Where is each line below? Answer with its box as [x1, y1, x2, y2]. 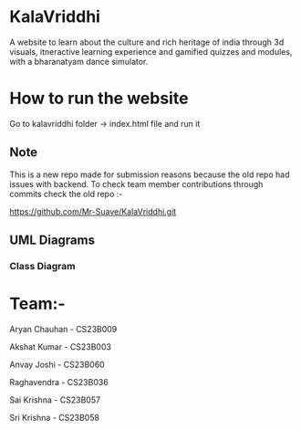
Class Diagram [9, 260, 76, 272]
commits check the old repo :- [9, 188, 123, 199]
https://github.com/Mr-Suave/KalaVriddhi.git [9, 205, 177, 216]
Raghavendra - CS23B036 [9, 376, 109, 387]
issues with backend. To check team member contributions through [9, 178, 264, 189]
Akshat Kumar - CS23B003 [9, 341, 112, 352]
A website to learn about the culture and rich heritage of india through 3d [9, 37, 285, 47]
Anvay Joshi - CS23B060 [9, 359, 105, 370]
